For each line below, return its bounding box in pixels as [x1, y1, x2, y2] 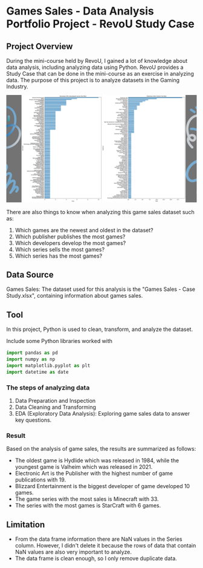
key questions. [14, 416, 52, 423]
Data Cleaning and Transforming [14, 403, 97, 411]
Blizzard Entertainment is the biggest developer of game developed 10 [14, 483, 190, 490]
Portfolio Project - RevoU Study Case [6, 17, 195, 31]
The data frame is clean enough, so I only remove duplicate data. [14, 555, 177, 562]
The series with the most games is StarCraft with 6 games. [14, 502, 161, 509]
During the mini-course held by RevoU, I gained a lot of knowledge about [6, 57, 188, 64]
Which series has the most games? [14, 252, 103, 260]
